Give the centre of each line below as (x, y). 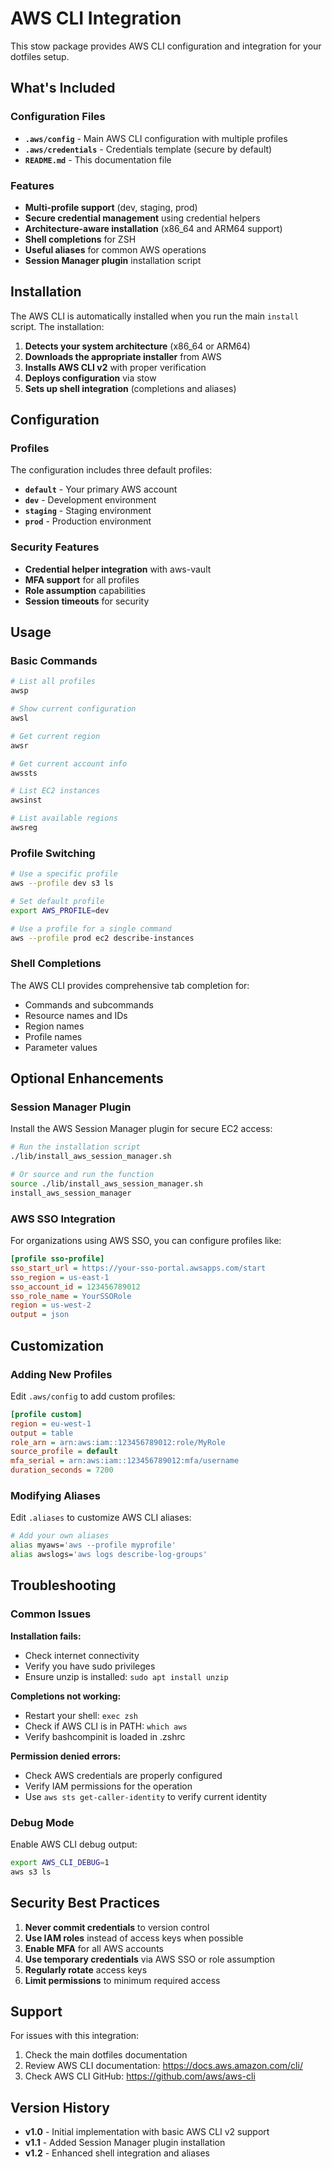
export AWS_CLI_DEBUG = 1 (60, 1862)
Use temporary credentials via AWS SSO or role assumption (149, 1959)
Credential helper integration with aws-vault (118, 569)
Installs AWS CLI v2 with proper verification (115, 367)
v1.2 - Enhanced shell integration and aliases (117, 2153)
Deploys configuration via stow (90, 378)
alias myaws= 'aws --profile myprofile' (93, 1545)
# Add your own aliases (60, 1536)
